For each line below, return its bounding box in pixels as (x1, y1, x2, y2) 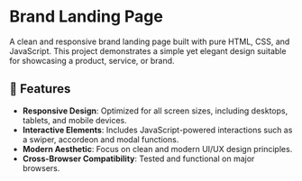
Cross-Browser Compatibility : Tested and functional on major (22, 153, 255, 164)
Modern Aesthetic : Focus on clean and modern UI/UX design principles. (22, 143, 293, 154)
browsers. (22, 162, 60, 173)
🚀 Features (9, 81, 71, 96)
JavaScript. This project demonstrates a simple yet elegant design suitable (9, 45, 287, 56)
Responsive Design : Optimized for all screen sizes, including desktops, (22, 105, 288, 116)
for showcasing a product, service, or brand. (9, 55, 175, 66)
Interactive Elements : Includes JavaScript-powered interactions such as (22, 124, 293, 135)
